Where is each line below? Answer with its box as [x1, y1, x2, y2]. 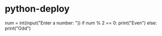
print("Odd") [5, 25, 31, 31]
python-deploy [5, 3, 70, 15]
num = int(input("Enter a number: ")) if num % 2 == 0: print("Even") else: [5, 20, 157, 26]
